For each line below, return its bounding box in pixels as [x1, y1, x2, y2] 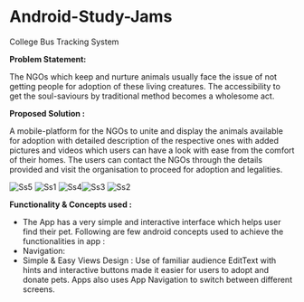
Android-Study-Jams [9, 6, 173, 27]
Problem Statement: [9, 53, 87, 64]
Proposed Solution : [9, 108, 86, 118]
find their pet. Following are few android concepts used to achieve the [22, 226, 284, 237]
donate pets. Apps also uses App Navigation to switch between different [22, 274, 292, 285]
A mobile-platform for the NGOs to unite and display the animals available [9, 125, 283, 137]
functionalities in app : [22, 235, 106, 246]
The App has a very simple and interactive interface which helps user [22, 216, 281, 227]
